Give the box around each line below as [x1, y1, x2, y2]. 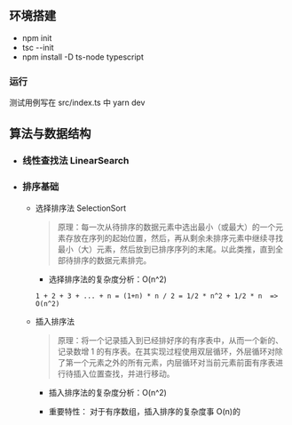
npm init [21, 32, 52, 43]
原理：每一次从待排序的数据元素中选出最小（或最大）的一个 [57, 221, 276, 232]
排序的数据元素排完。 [73, 254, 152, 265]
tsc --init [21, 42, 55, 52]
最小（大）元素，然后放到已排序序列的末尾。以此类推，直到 [57, 244, 276, 254]
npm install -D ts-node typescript [21, 52, 145, 62]
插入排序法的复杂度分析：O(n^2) [48, 387, 167, 397]
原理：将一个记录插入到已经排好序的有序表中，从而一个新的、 [57, 334, 284, 345]
